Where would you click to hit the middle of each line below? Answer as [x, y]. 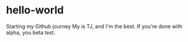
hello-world [35, 10]
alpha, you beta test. [31, 32]
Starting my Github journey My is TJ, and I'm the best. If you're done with [94, 26]
